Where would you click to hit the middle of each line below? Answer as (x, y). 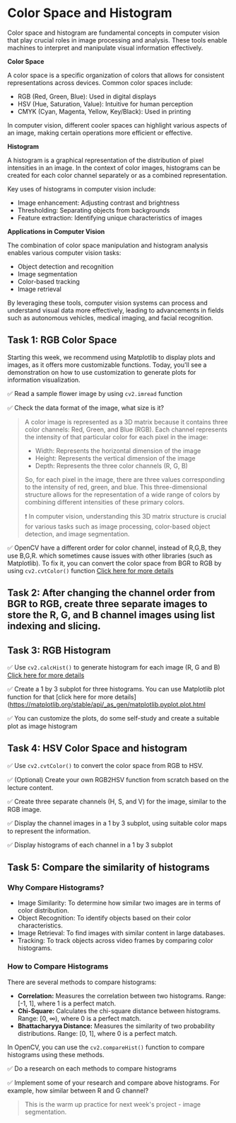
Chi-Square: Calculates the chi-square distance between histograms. (119, 1010)
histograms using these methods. (56, 1054)
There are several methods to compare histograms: (82, 982)
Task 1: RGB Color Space (62, 340)
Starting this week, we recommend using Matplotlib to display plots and (111, 357)
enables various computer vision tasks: (64, 252)
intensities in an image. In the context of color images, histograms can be (114, 167)
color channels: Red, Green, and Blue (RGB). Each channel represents (126, 429)
